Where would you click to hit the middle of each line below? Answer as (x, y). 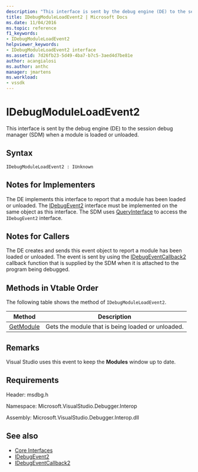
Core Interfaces (34, 450)
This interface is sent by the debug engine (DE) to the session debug (90, 128)
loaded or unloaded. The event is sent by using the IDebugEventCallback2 (96, 257)
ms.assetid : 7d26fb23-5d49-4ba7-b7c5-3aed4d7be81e (70, 55)
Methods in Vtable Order (52, 288)
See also (22, 436)
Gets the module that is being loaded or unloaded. (115, 327)
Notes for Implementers (51, 185)
